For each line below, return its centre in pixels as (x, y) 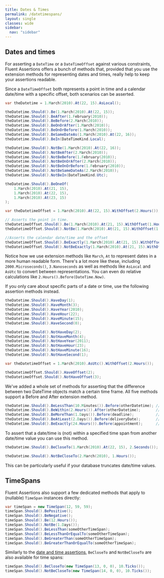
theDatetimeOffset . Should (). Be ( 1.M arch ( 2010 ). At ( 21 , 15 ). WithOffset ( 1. (79, 225)
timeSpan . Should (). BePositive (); (39, 511)
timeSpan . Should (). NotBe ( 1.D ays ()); (42, 525)
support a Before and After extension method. (51, 397)
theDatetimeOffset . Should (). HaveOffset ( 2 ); (50, 372)
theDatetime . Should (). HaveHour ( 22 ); (42, 314)
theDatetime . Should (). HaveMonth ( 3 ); (42, 305)
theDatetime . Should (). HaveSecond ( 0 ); (43, 323)
